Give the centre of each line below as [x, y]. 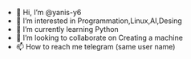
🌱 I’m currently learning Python [67, 29]
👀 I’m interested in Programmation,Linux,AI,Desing [99, 21]
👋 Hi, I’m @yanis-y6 [49, 12]
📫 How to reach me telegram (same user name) [95, 47]
